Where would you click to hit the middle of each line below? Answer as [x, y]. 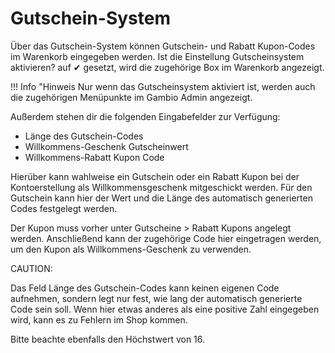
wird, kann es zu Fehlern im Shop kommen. [99, 319]
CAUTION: [31, 268]
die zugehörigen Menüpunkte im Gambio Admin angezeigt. [131, 97]
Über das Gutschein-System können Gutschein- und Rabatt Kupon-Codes [163, 46]
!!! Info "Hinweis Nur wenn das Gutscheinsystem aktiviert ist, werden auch [163, 86]
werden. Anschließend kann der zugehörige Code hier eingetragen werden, [166, 238]
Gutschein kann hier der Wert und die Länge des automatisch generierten [161, 198]
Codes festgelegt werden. [64, 208]
